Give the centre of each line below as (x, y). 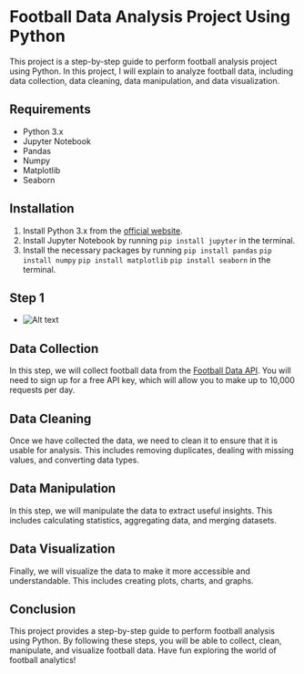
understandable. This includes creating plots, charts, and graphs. (132, 580)
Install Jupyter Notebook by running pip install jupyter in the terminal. (159, 240)
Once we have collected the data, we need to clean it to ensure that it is (144, 441)
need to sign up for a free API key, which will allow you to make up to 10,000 (152, 380)
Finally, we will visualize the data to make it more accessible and (130, 571)
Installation (42, 208)
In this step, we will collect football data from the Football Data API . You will (150, 370)
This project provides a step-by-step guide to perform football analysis (142, 631)
